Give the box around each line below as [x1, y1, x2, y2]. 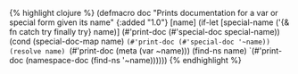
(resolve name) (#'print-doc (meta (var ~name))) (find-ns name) [9, 45, 247, 56]
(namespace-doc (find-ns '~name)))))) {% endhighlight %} [25, 55, 243, 65]
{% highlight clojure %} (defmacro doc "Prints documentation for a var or [9, 8, 278, 18]
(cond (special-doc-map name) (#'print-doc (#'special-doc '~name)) [9, 36, 270, 46]
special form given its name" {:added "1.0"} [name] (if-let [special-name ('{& [9, 17, 290, 28]
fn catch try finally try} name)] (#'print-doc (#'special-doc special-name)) [9, 27, 281, 37]
